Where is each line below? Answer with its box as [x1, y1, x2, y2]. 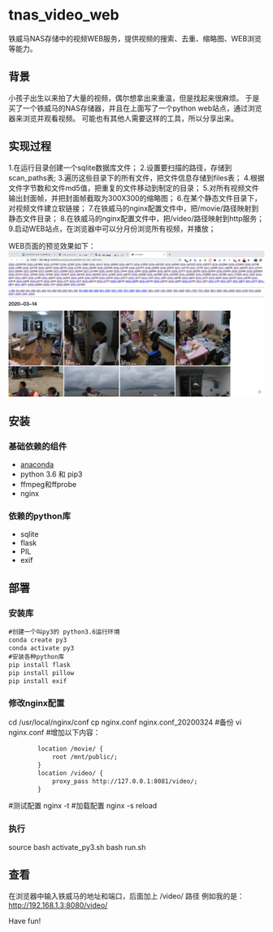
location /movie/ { [37, 745, 104, 753]
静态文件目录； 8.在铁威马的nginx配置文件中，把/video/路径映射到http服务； [8, 213, 264, 223]
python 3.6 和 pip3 [19, 469, 83, 479]
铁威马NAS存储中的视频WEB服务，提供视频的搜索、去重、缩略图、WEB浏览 [8, 33, 262, 43]
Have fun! [8, 916, 41, 925]
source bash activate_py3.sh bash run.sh [8, 842, 146, 851]
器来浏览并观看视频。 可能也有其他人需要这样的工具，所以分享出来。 [8, 113, 238, 123]
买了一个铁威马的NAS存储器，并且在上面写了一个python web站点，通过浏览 [8, 103, 262, 113]
